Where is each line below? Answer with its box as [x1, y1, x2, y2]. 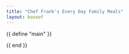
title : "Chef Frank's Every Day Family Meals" [6, 8, 124, 15]
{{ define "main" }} [6, 30, 52, 37]
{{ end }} [6, 42, 28, 49]
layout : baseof [6, 14, 44, 20]
